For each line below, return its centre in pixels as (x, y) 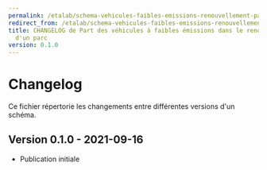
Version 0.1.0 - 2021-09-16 (76, 140)
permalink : (26, 15)
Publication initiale (50, 159)
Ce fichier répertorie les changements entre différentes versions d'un (122, 106)
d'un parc (31, 38)
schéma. (22, 115)
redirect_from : (33, 23)
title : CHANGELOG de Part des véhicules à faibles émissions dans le (126, 30)
